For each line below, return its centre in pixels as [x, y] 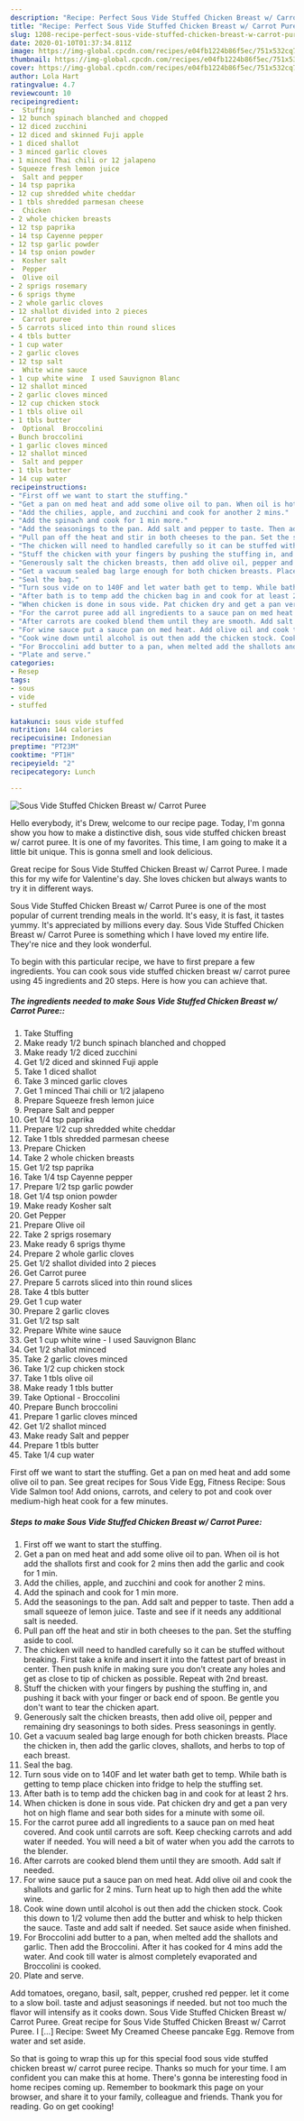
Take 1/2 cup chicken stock [74, 1369]
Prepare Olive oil [54, 1225]
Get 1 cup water [52, 1302]
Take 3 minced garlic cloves [75, 1081]
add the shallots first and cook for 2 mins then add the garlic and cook [154, 1564]
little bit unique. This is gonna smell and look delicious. [111, 851]
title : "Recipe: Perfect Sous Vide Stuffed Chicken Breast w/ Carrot [144, 26]
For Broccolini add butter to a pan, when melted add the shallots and [151, 1937]
